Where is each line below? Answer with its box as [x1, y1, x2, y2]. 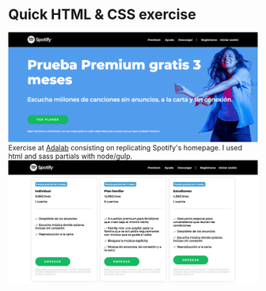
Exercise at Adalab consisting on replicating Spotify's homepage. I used [8, 142, 243, 152]
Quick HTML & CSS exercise [8, 6, 196, 24]
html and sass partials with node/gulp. [8, 151, 133, 161]
